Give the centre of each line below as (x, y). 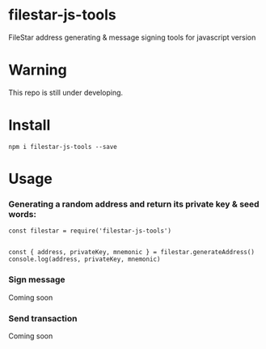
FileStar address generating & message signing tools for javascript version (132, 37)
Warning (38, 70)
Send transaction (43, 318)
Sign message (37, 279)
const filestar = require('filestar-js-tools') (90, 231)
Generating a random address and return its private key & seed (134, 204)
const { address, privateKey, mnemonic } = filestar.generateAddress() (131, 253)
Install (30, 125)
